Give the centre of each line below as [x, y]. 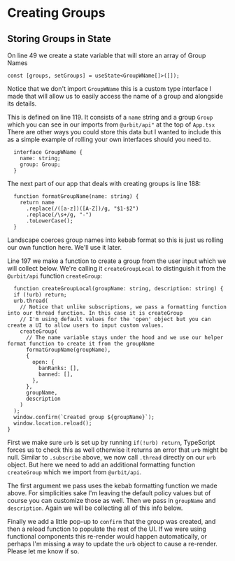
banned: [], [56, 374]
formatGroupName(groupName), [68, 350]
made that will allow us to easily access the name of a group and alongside [115, 96]
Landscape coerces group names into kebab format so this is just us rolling [115, 240]
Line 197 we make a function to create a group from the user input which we [117, 261]
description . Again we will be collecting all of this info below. [95, 508]
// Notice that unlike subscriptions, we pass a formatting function [123, 307]
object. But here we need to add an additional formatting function [101, 464]
